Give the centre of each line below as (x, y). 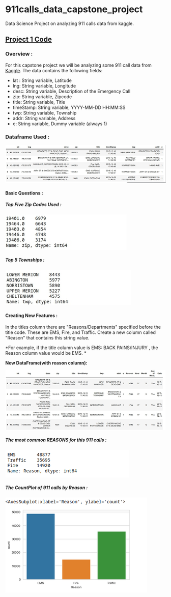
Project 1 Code (28, 39)
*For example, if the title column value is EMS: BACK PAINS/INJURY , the (82, 348)
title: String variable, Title (39, 102)
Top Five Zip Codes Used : (34, 205)
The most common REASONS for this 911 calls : (56, 440)
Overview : (19, 54)
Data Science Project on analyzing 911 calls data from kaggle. (69, 23)
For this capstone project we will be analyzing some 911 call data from (78, 65)
